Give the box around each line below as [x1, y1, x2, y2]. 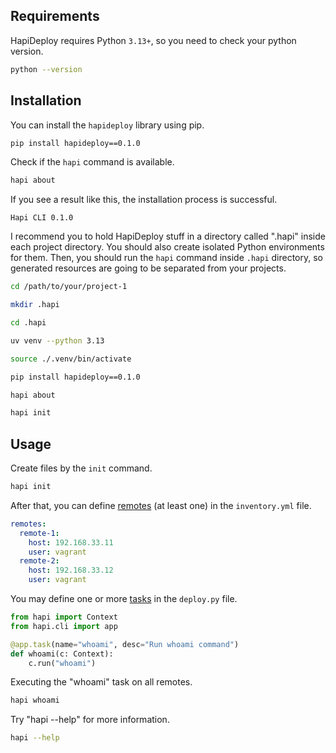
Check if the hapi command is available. [10, 156, 175, 168]
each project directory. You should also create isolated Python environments [10, 241, 325, 253]
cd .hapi [10, 318, 47, 328]
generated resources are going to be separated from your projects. [10, 262, 287, 274]
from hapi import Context [10, 612, 118, 623]
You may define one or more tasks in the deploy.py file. [10, 593, 238, 605]
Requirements [10, 8, 100, 25]
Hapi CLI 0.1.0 [10, 213, 74, 223]
